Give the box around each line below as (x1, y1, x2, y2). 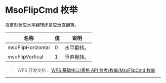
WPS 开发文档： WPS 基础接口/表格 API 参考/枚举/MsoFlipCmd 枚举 (17, 67, 156, 73)
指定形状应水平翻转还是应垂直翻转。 (5, 22, 79, 28)
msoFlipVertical (7, 53, 43, 60)
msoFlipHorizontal (7, 44, 50, 51)
